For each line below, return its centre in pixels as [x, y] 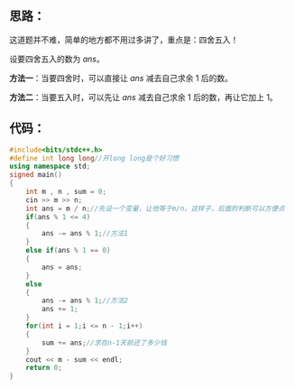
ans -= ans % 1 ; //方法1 [85, 234]
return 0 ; [44, 368]
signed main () [36, 175]
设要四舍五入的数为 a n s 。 [57, 59]
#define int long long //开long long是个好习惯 [94, 158]
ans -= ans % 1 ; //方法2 [85, 301]
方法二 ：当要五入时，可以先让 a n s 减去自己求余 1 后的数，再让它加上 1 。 [143, 97]
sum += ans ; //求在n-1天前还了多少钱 [104, 343]
